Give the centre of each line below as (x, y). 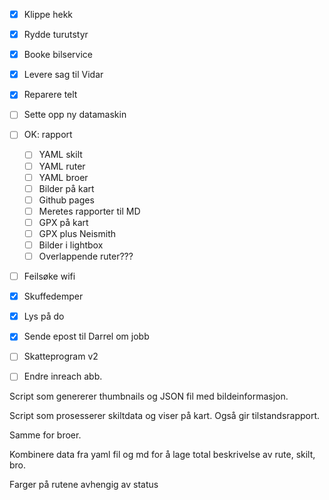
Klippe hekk (48, 14)
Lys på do (44, 316)
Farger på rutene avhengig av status (84, 485)
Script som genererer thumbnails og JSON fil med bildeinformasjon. (149, 396)
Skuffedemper (53, 296)
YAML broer (63, 177)
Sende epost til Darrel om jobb (86, 336)
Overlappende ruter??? (86, 256)
